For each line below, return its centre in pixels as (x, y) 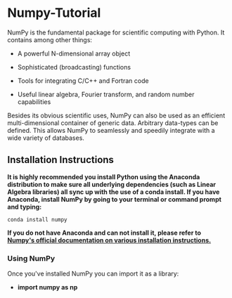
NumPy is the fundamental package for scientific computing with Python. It (116, 32)
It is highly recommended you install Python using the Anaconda (104, 176)
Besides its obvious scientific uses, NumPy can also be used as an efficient (116, 115)
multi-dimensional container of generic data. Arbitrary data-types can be (113, 123)
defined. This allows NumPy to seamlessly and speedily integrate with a (111, 130)
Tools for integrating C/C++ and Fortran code (83, 80)
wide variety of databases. (46, 138)
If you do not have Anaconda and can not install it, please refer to (104, 233)
